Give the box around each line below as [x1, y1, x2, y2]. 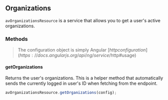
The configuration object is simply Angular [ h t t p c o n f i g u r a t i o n [17, 47, 146, 53]
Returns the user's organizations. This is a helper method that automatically [5, 75, 163, 81]
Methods [5, 35, 28, 42]
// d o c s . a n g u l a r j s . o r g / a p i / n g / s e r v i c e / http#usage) [34, 53, 137, 59]
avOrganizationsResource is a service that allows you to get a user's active [5, 17, 161, 23]
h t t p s [19, 53, 30, 59]
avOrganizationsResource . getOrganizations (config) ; [5, 90, 117, 95]
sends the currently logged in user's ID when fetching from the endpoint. [5, 80, 158, 86]
